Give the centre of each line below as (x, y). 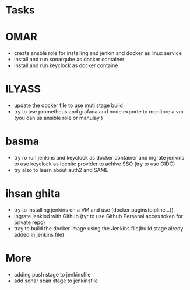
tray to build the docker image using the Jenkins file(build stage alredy (98, 228)
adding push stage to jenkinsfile (52, 274)
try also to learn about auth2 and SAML (61, 170)
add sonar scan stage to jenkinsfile (56, 281)
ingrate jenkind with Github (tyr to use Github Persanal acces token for (98, 216)
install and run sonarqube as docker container (69, 60)
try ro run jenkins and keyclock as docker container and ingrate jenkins (99, 158)
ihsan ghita (33, 194)
